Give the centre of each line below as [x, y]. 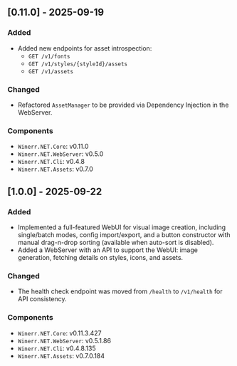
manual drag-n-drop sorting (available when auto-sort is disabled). [116, 242]
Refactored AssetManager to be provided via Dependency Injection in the [123, 105]
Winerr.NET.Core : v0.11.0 [53, 147]
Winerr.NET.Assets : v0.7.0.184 [61, 355]
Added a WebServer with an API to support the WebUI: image [107, 250]
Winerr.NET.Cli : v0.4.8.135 [57, 348]
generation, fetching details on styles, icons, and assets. [100, 257]
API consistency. [42, 299]
